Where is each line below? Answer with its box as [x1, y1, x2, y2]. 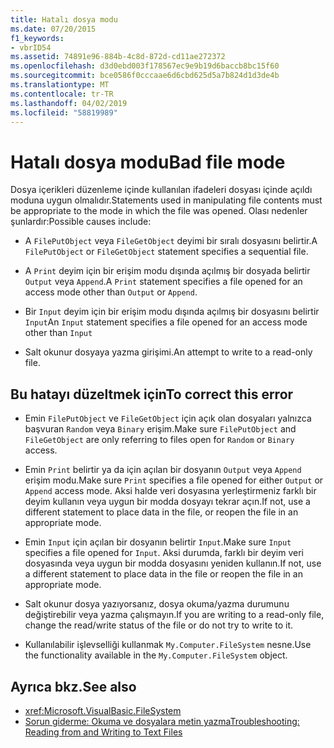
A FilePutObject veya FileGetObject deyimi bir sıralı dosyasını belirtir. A [24, 235, 318, 247]
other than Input [24, 327, 93, 339]
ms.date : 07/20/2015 [10, 24, 97, 34]
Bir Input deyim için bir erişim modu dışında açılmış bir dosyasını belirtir [24, 306, 320, 318]
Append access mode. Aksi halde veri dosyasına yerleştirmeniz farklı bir [24, 485, 317, 497]
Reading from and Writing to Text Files [24, 726, 183, 738]
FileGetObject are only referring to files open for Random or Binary [24, 434, 295, 446]
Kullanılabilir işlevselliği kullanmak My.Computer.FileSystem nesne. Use [24, 639, 312, 651]
